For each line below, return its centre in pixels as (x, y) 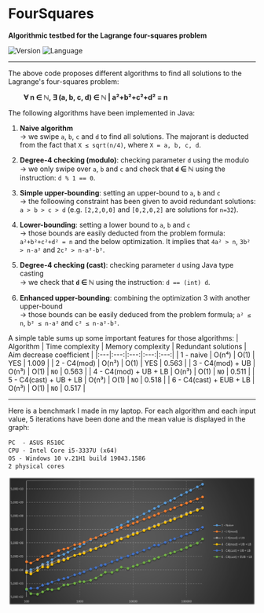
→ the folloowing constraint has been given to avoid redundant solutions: (138, 201)
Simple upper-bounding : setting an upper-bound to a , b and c (120, 192)
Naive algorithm (46, 128)
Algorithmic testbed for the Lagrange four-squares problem (108, 35)
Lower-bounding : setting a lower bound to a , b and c (105, 224)
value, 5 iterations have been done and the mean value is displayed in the (127, 419)
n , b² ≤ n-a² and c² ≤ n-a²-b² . (69, 323)
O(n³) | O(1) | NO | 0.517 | (47, 388)
